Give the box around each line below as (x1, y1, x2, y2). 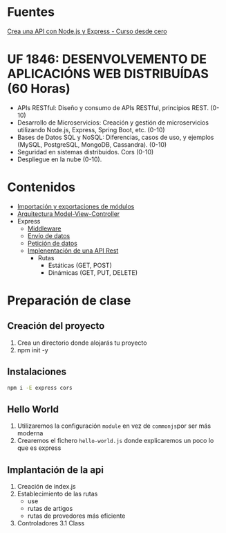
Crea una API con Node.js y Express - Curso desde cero (7, 27, 167, 35)
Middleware (27, 224, 62, 233)
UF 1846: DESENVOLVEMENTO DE (7, 51, 207, 67)
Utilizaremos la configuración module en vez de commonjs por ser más (17, 422, 211, 430)
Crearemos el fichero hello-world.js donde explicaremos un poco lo (17, 437, 214, 445)
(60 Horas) (7, 81, 70, 97)
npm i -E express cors (7, 384, 73, 391)
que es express (17, 444, 62, 452)
